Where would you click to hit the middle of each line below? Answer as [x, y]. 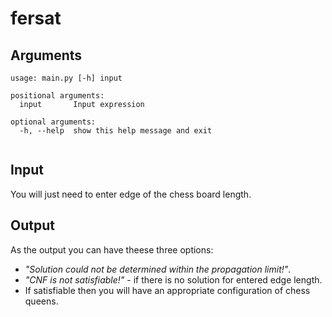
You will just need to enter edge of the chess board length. [131, 194]
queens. [41, 301]
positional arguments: [57, 96]
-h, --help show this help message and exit [116, 131]
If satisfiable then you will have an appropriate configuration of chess [167, 290]
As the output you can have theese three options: [112, 249]
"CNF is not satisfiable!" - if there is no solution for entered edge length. [173, 279]
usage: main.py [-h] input [66, 78]
